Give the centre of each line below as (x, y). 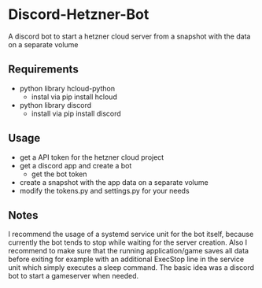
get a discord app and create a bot (76, 165)
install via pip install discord (76, 113)
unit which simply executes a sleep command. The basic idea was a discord (131, 268)
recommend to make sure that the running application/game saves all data (129, 251)
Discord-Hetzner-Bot (79, 15)
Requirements (43, 70)
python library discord (55, 105)
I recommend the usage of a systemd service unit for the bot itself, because (131, 234)
